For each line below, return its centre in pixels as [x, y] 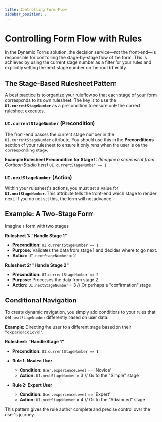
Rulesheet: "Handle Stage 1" [35, 342]
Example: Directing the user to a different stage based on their [68, 327]
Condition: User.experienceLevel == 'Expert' [65, 394]
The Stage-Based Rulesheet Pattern [61, 83]
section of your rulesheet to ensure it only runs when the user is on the [77, 145]
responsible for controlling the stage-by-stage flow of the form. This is [76, 58]
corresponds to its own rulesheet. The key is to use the [60, 100]
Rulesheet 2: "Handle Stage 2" [37, 265]
